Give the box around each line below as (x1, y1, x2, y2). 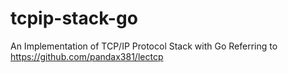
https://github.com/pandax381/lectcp (10, 50, 164, 62)
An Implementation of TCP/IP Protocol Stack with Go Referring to (10, 40, 278, 52)
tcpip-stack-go (10, 7, 138, 30)
